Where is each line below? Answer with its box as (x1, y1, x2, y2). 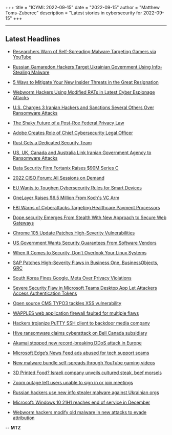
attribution (12, 415, 35, 421)
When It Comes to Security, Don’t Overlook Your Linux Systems (12, 249, 147, 255)
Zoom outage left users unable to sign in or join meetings (12, 379, 133, 385)
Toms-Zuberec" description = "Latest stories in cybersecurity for (5, 10, 142, 16)
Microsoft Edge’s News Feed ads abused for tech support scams (12, 350, 149, 356)
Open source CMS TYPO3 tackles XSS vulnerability (12, 300, 122, 306)
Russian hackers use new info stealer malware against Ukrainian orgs (12, 389, 160, 396)
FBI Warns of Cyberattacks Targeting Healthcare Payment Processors (12, 204, 160, 210)
